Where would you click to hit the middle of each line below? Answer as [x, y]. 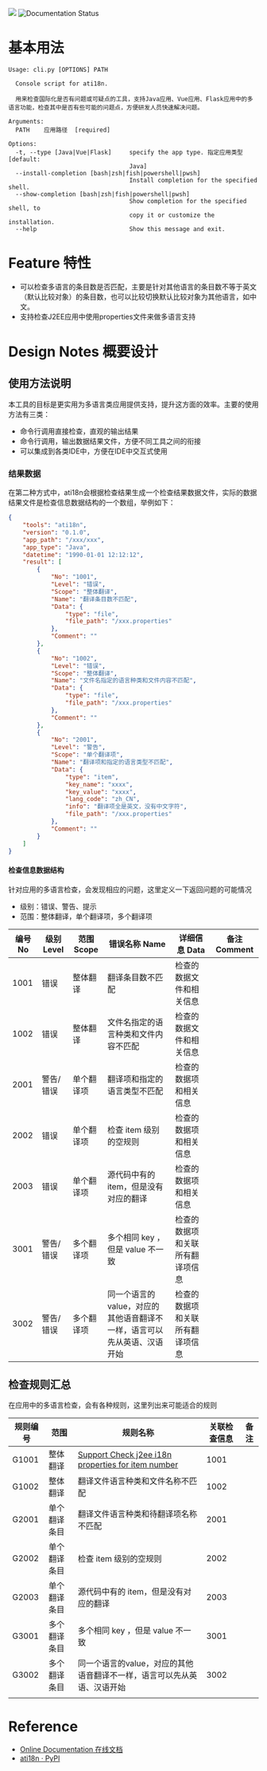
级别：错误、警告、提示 [58, 906]
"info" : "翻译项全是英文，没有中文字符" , [126, 807]
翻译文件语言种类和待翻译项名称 [137, 1514]
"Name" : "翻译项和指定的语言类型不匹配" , [112, 762]
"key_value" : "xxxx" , [101, 792]
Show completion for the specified [188, 201]
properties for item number [128, 1465]
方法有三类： [29, 414]
